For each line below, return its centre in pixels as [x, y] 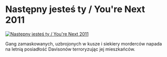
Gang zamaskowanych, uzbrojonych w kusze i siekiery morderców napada [83, 43]
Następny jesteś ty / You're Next [75, 9]
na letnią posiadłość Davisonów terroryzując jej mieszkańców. [70, 49]
